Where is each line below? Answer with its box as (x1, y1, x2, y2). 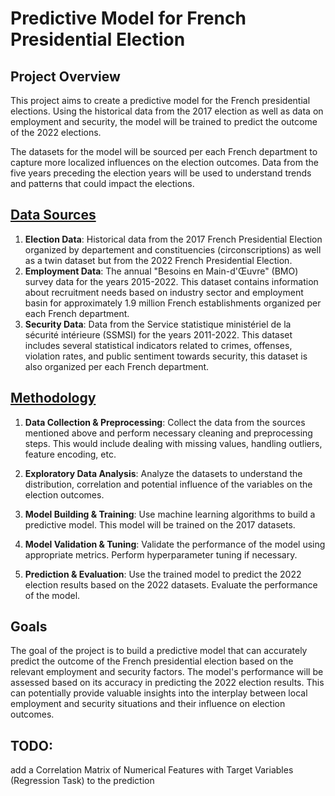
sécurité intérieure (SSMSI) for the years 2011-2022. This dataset (24, 328, 293, 341)
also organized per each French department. (24, 360, 210, 372)
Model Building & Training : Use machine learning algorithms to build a (24, 508, 316, 520)
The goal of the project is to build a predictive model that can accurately (10, 645, 308, 657)
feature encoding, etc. (24, 448, 117, 460)
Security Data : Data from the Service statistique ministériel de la (24, 318, 292, 330)
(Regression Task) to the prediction (10, 775, 155, 787)
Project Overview (10, 68, 121, 85)
